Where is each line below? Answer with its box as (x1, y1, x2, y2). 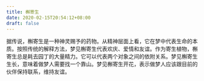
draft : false (6, 20, 39, 26)
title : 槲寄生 (6, 9, 39, 15)
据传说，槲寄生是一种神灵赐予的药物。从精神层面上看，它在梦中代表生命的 (6, 38, 192, 45)
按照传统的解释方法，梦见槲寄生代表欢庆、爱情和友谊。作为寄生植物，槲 (16, 45, 198, 52)
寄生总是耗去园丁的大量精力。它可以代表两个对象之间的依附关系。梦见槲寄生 (6, 53, 198, 60)
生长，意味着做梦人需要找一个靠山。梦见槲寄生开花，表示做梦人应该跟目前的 (6, 60, 198, 68)
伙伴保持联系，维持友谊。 (6, 68, 70, 76)
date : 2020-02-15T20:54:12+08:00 (6, 15, 91, 21)
